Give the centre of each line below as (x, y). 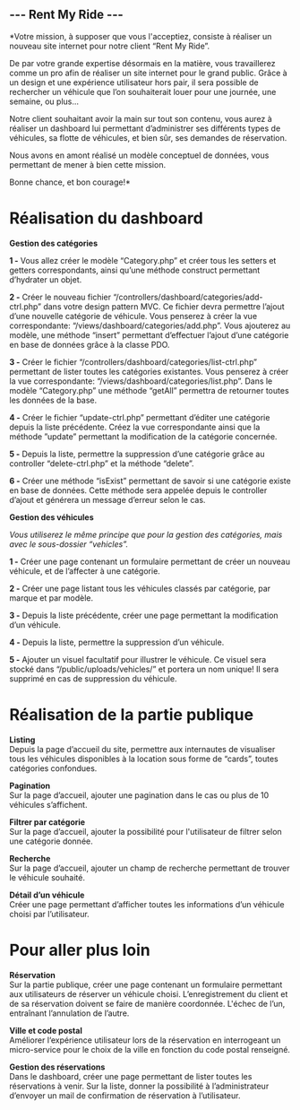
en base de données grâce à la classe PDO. (90, 344)
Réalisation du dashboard (106, 218)
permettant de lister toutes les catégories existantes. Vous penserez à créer (149, 371)
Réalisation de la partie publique (131, 714)
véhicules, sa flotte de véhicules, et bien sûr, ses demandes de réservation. (148, 137)
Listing (22, 740)
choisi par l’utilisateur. (49, 914)
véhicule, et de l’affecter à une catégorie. (85, 571)
